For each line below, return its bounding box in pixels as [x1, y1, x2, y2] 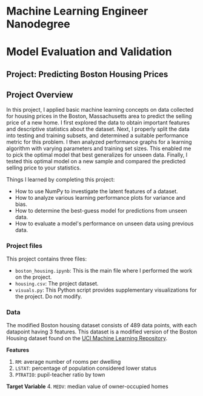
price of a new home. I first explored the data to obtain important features [6, 118, 190, 126]
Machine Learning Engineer [6, 4, 148, 18]
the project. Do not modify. [15, 293, 82, 300]
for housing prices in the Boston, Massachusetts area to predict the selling [6, 112, 192, 120]
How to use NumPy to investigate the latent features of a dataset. [15, 187, 178, 195]
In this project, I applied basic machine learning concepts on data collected [6, 106, 194, 113]
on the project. [15, 273, 52, 281]
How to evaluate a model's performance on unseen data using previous [15, 220, 194, 227]
